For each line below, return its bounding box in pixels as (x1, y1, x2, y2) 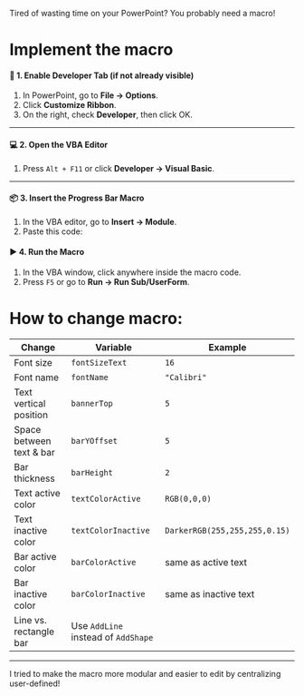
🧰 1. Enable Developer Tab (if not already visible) (9, 70, 195, 81)
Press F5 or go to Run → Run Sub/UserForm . (22, 277, 190, 287)
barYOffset (71, 436, 118, 446)
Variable (94, 340, 133, 353)
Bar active (14, 550, 57, 563)
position (14, 408, 48, 421)
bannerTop (71, 398, 113, 408)
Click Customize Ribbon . (22, 100, 117, 111)
